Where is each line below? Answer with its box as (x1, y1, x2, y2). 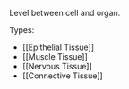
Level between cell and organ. (9, 8, 121, 18)
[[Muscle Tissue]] (21, 52, 88, 61)
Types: (9, 25, 35, 35)
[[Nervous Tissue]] (21, 61, 92, 71)
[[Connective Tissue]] (21, 70, 103, 81)
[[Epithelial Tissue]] (21, 42, 95, 53)
